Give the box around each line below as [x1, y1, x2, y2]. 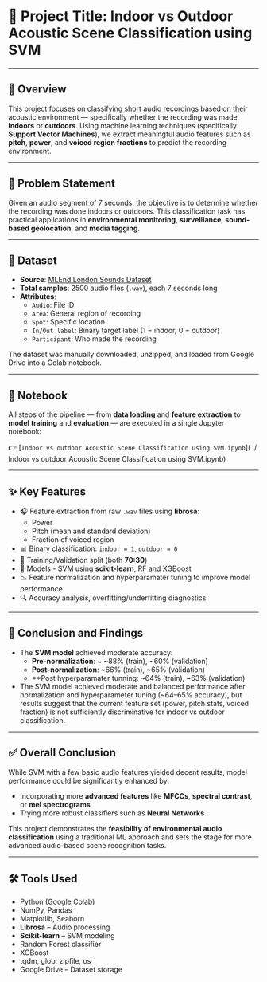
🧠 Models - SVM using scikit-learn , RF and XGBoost [19, 564, 192, 573]
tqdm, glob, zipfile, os [19, 956, 91, 966]
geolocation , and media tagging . [30, 223, 141, 233]
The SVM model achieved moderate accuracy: [19, 647, 173, 657]
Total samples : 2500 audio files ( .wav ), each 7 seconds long [19, 283, 218, 293]
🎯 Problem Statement [8, 177, 116, 191]
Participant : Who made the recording [31, 334, 157, 344]
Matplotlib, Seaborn [19, 914, 85, 924]
